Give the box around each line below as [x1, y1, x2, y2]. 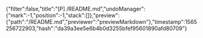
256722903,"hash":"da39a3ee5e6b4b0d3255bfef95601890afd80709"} [6, 25, 188, 32]
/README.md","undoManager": [66, 6, 145, 12]
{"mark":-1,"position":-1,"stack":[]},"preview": [6, 12, 120, 19]
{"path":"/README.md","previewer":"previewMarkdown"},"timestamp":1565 [6, 18, 197, 25]
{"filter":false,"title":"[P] [6, 6, 66, 12]
